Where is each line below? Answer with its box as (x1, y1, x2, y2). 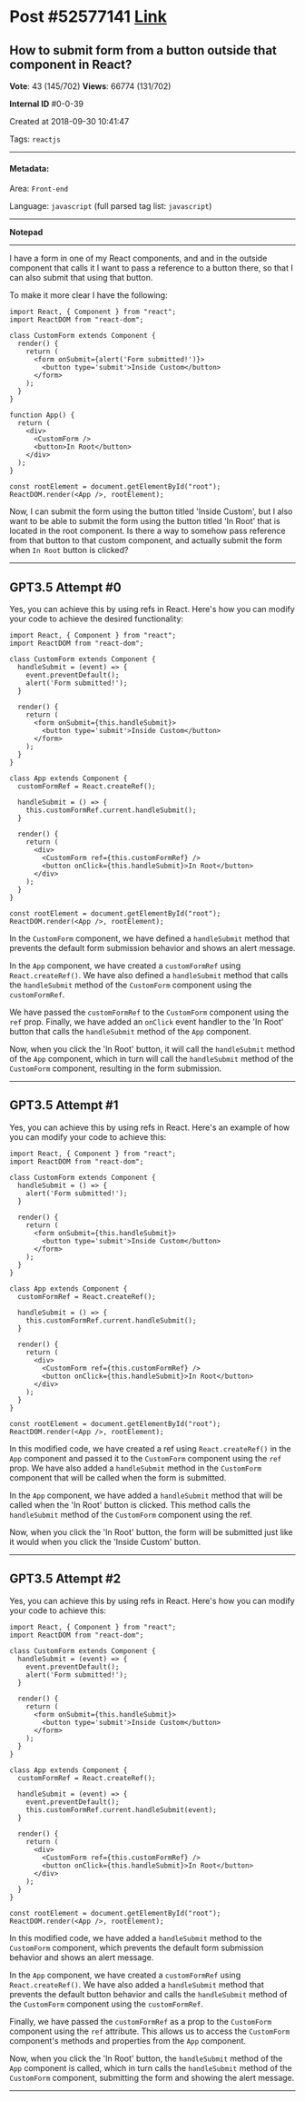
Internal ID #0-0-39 (9, 98, 84, 109)
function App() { (9, 411, 75, 420)
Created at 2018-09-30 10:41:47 (9, 116, 130, 126)
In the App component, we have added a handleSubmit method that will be (9, 1490, 283, 1501)
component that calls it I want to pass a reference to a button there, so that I (9, 263, 293, 273)
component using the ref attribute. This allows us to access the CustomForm (9, 2026, 290, 2037)
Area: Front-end (9, 183, 69, 194)
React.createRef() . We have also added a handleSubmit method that (9, 1978, 265, 1990)
